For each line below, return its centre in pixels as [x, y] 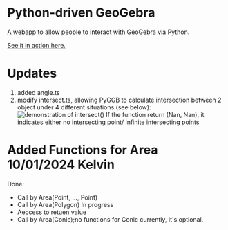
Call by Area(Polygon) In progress [65, 204]
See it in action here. [36, 45]
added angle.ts [38, 92]
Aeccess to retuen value [52, 212]
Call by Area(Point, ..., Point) [57, 197]
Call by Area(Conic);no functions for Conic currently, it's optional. [110, 219]
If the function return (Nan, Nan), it [155, 114]
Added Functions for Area [83, 150]
